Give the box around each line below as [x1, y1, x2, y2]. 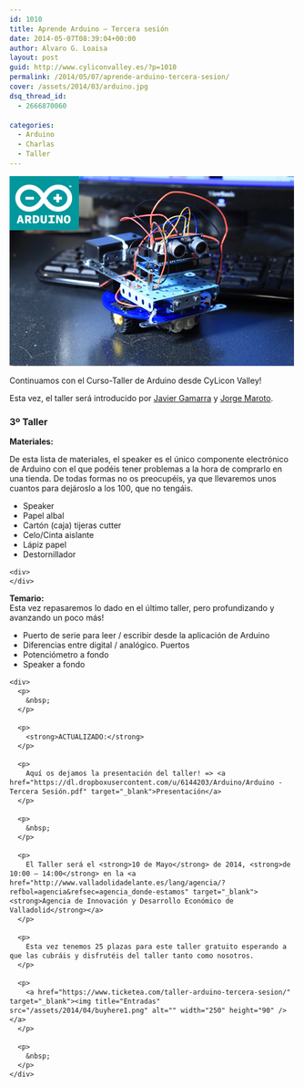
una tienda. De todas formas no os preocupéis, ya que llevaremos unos [9, 473, 277, 484]
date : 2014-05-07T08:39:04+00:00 [9, 34, 137, 43]
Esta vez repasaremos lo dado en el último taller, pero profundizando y [9, 603, 275, 614]
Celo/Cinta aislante [22, 530, 95, 541]
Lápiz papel [22, 539, 66, 551]
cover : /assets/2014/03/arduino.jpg [9, 82, 148, 91]
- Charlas [17, 140, 55, 150]
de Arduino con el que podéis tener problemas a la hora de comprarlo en [9, 463, 282, 474]
